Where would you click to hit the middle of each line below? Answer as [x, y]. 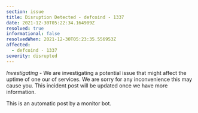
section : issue [25, 12]
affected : [19, 45]
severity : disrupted [32, 56]
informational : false [33, 34]
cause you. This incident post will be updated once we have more [87, 85]
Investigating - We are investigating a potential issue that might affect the [96, 73]
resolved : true [25, 28]
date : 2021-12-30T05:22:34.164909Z [51, 23]
